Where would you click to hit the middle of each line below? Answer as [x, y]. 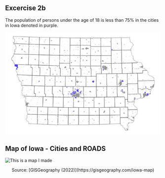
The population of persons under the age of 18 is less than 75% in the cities [82, 20]
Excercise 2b [25, 8]
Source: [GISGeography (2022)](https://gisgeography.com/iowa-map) [83, 170]
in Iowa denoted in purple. [32, 25]
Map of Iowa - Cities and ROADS [56, 149]
